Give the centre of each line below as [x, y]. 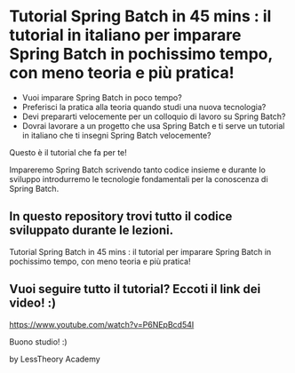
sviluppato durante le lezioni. [92, 230]
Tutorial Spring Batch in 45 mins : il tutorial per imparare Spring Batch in [140, 251]
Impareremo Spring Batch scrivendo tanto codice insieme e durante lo [138, 170]
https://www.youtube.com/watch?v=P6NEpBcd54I [102, 324]
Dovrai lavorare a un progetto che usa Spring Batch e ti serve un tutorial [153, 125]
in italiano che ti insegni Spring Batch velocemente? [116, 135]
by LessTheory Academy [55, 359]
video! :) [32, 303]
